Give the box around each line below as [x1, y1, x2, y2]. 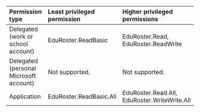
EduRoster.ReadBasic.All [48, 92, 117, 100]
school [9, 40, 29, 48]
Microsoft [9, 72, 36, 79]
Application [9, 92, 41, 100]
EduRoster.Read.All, [122, 89, 177, 97]
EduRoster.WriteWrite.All [122, 96, 191, 104]
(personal [9, 65, 36, 72]
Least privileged [48, 8, 95, 15]
